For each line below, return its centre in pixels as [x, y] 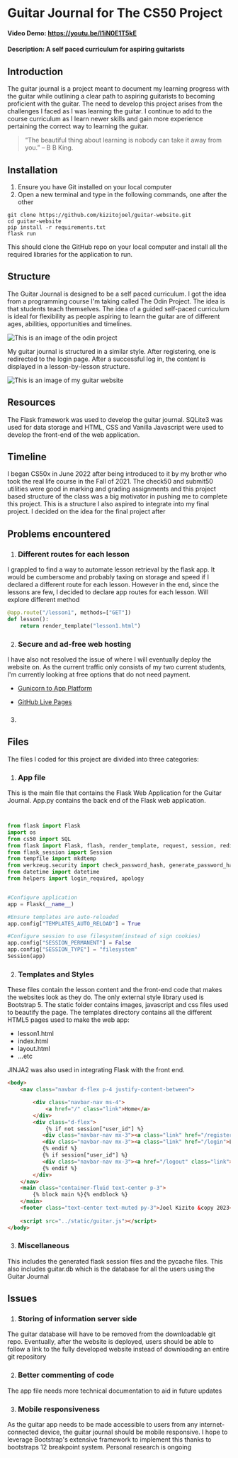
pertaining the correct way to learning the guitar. [78, 126]
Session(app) [27, 956]
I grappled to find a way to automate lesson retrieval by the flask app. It [111, 569]
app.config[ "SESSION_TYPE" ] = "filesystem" [73, 950]
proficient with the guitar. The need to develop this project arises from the [115, 104]
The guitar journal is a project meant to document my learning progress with [119, 89]
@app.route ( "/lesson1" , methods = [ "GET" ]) [69, 613]
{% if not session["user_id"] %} [94, 1129]
